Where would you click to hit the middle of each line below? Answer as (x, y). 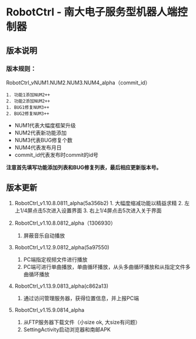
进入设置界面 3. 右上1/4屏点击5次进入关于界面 (106, 210)
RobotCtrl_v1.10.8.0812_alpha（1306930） (65, 223)
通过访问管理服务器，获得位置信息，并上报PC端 (81, 298)
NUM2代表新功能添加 (40, 133)
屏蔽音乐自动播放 (44, 235)
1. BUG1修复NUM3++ (28, 107)
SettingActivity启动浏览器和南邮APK (67, 329)
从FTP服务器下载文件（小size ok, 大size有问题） (82, 322)
